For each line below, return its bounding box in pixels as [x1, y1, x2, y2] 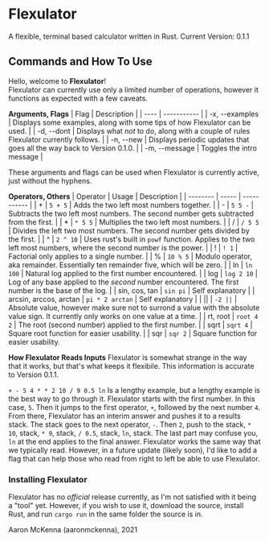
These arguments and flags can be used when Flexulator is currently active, [8, 167, 259, 177]
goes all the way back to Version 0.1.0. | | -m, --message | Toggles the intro [8, 143, 257, 153]
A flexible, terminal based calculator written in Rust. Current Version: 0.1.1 [8, 31, 250, 41]
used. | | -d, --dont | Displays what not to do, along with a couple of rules [8, 126, 251, 135]
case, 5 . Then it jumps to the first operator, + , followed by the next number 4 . [8, 402, 261, 412]
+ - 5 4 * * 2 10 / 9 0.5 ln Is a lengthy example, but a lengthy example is [8, 385, 261, 395]
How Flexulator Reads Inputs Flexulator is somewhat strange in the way [8, 352, 247, 362]
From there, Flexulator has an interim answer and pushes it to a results [8, 411, 241, 420]
